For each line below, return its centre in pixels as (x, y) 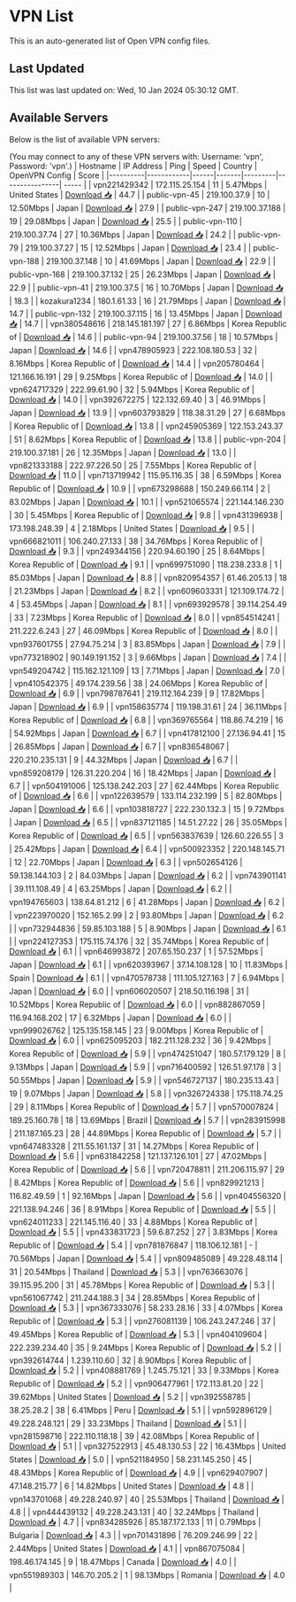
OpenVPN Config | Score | (57, 175)
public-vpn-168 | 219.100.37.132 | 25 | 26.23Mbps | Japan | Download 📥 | (142, 274)
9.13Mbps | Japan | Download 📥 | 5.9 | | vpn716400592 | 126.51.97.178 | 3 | (145, 1067)
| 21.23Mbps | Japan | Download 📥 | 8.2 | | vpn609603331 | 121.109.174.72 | (147, 591)
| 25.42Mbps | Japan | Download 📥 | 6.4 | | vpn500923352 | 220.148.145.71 (147, 848)
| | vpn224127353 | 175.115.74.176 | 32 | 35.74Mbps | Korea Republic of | (139, 941)
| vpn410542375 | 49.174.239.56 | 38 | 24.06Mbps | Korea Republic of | (138, 683)
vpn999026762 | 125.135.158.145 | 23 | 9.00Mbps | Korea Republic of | (136, 1030)
